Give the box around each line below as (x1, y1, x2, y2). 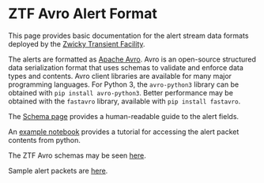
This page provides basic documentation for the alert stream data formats (8, 31, 249, 40)
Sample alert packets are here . (8, 166, 108, 175)
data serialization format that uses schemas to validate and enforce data (8, 62, 243, 72)
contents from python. (8, 135, 81, 144)
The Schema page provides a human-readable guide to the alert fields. (8, 111, 239, 121)
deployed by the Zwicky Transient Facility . (8, 39, 145, 48)
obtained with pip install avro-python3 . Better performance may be (8, 88, 233, 97)
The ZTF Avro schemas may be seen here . (8, 151, 146, 160)
